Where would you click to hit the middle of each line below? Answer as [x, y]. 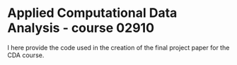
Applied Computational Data [92, 13]
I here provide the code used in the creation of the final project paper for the [118, 47]
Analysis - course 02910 [81, 28]
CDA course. [26, 55]
